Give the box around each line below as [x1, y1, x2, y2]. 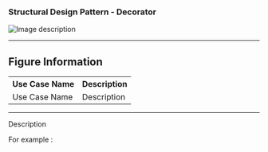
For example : [8, 134, 53, 145]
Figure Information [8, 55, 104, 68]
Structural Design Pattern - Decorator [8, 6, 157, 18]
